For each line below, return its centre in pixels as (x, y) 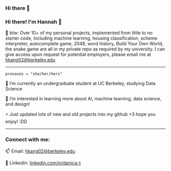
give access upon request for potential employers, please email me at (78, 54)
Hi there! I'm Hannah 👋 (34, 21)
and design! (18, 104)
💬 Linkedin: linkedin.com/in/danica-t (43, 163)
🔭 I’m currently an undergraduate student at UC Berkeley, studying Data (80, 83)
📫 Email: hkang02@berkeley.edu (40, 151)
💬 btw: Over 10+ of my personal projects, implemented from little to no (79, 33)
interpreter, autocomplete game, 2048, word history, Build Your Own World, (84, 44)
